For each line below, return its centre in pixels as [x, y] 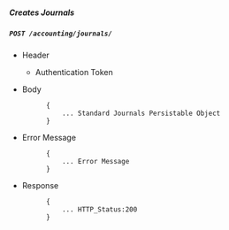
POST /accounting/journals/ [61, 34]
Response [40, 186]
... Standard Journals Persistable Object [141, 114]
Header [36, 55]
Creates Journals [42, 12]
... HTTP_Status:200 [99, 210]
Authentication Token [74, 73]
